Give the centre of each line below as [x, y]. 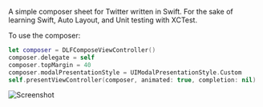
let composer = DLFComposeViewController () [82, 50]
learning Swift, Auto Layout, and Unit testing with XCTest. [103, 20]
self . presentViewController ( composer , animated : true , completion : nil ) [132, 80]
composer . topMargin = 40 [50, 65]
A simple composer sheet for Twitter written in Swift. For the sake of [121, 12]
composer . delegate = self [51, 57]
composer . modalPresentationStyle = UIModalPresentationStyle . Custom [125, 72]
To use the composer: [45, 36]
